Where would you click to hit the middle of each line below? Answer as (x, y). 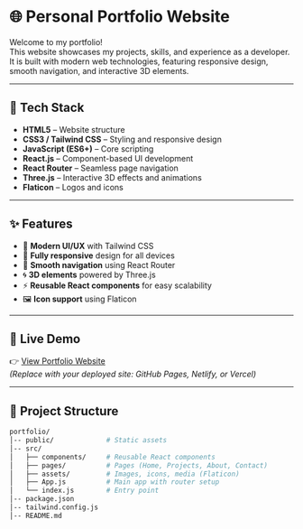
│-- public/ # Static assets (88, 441)
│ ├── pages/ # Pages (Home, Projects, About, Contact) (139, 465)
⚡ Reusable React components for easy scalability (117, 285)
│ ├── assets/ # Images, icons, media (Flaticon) (125, 474)
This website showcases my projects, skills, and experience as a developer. (150, 51)
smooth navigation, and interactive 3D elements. (99, 70)
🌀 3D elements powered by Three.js (89, 274)
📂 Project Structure (64, 411)
